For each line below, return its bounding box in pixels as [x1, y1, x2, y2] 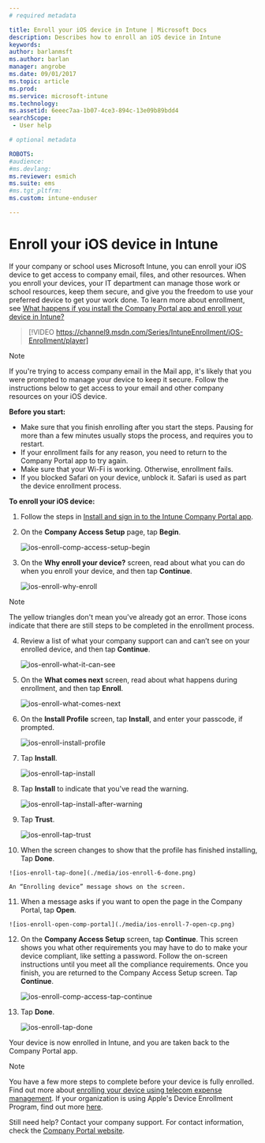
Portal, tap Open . [20, 905, 77, 914]
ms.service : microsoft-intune [9, 92, 109, 100]
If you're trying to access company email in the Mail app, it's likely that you [9, 366, 252, 376]
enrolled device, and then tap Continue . [20, 644, 151, 654]
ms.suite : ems [9, 180, 56, 188]
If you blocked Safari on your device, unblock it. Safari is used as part [20, 473, 247, 482]
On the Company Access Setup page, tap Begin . [20, 527, 181, 537]
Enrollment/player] [28, 336, 89, 345]
